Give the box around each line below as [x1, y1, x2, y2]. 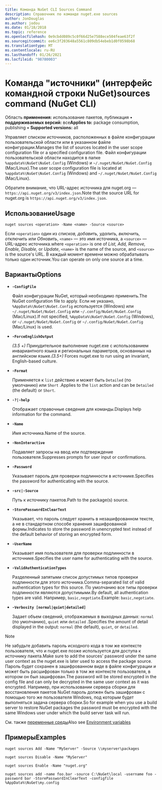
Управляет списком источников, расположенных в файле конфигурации [5, 134, 155, 140]
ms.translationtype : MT [5, 43, 53, 48]
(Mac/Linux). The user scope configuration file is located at [5, 165, 122, 171]
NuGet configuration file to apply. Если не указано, [12, 298, 115, 304]
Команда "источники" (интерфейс [5, 78, 152, 89]
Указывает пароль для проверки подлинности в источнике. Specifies [12, 473, 154, 479]
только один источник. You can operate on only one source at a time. [5, 257, 144, 262]
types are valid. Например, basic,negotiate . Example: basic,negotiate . [12, 595, 155, 601]
